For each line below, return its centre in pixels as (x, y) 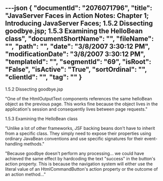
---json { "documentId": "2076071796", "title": (79, 8)
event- (151, 138)
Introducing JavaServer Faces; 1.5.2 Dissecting (79, 23)
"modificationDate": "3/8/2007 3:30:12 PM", (75, 54)
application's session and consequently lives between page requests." (76, 109)
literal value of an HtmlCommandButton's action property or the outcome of (81, 169)
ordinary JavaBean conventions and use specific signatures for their (74, 138)
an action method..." (26, 174)
